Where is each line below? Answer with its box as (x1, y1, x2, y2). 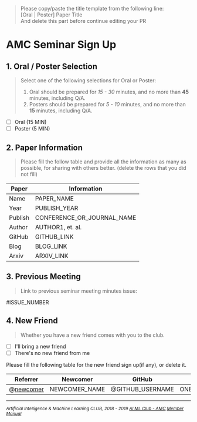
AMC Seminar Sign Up (6, 38, 117, 52)
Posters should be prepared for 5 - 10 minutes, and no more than (29, 101, 186, 108)
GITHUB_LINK (35, 232, 74, 240)
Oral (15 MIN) (14, 119, 47, 125)
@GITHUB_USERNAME (110, 385, 174, 393)
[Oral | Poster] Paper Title (20, 11, 83, 18)
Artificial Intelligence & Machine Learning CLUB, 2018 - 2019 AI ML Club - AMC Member (6, 406, 184, 411)
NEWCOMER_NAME (49, 385, 106, 393)
